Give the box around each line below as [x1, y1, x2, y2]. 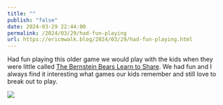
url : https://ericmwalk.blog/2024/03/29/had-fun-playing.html [7, 36, 193, 43]
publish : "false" [7, 17, 58, 24]
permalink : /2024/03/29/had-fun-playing [7, 29, 128, 37]
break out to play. [7, 77, 58, 86]
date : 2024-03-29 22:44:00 [7, 23, 86, 30]
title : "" [7, 10, 36, 17]
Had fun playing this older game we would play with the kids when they [7, 55, 214, 63]
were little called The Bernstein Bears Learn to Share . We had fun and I [7, 63, 212, 71]
